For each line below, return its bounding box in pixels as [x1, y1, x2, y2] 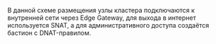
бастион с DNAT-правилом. [7, 28, 91, 37]
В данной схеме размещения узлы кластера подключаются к [7, 6, 195, 14]
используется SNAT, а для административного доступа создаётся [7, 21, 210, 29]
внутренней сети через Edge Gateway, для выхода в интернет [7, 13, 196, 22]
